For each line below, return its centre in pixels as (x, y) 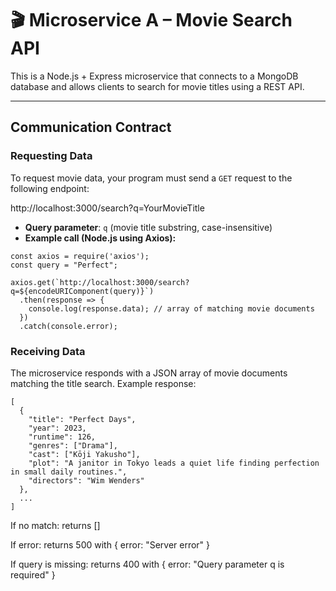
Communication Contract (91, 127)
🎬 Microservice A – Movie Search (151, 20)
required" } (33, 574)
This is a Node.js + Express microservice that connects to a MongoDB (154, 76)
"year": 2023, (57, 428)
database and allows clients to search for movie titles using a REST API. (157, 86)
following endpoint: (50, 188)
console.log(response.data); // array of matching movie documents (171, 308)
